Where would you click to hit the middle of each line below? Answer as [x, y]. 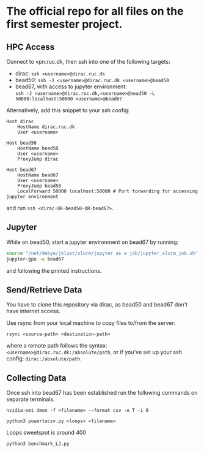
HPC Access [31, 47]
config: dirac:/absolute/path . [44, 359]
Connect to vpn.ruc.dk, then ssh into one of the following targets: [88, 62]
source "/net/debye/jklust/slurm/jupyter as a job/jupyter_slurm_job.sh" [102, 253]
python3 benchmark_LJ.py [38, 444]
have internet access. [34, 311]
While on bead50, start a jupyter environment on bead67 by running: [93, 242]
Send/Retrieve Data [44, 290]
